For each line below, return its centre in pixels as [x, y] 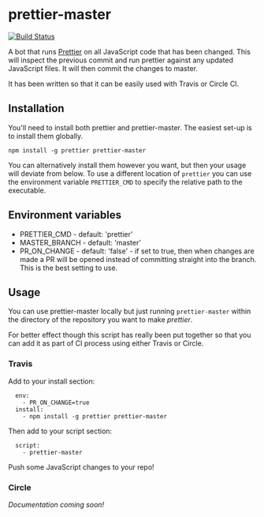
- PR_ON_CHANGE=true [56, 403]
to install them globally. [46, 136]
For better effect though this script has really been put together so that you [130, 335]
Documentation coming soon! [56, 504]
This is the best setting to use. [69, 268]
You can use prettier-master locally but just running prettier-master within [130, 311]
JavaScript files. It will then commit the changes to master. [103, 68]
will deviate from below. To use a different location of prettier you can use [130, 173]
